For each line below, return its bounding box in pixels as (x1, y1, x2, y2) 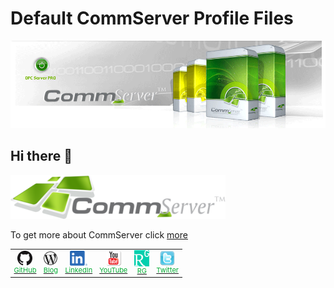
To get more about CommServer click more (10, 228, 188, 241)
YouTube (99, 265, 128, 276)
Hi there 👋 (10, 148, 73, 165)
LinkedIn (64, 265, 93, 276)
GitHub (13, 265, 37, 276)
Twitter (156, 265, 180, 276)
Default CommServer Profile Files (10, 7, 294, 30)
